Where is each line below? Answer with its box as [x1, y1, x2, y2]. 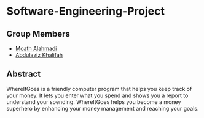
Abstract [6, 69, 41, 79]
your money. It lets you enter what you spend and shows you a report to [6, 92, 189, 99]
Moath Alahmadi [15, 45, 57, 52]
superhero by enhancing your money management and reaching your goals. [6, 105, 199, 112]
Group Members [6, 29, 71, 39]
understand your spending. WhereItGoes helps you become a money [6, 98, 181, 105]
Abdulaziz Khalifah [15, 51, 63, 59]
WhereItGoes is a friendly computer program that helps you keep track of [6, 85, 192, 92]
